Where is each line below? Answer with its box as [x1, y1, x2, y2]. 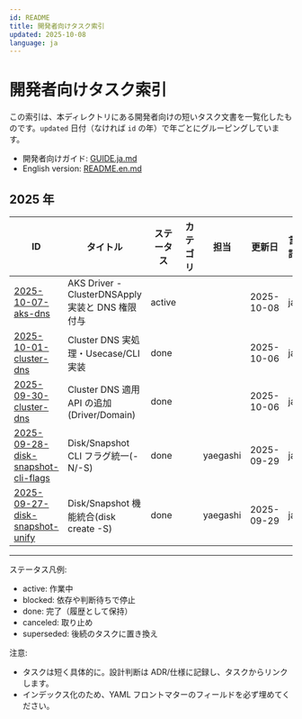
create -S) [67, 523, 112, 534]
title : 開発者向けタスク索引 [9, 22, 105, 31]
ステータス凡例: [9, 564, 67, 575]
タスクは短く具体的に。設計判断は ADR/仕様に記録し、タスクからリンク [22, 667, 289, 677]
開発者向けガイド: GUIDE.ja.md [22, 153, 138, 164]
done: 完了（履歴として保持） [22, 605, 133, 616]
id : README [9, 13, 50, 23]
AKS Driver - [67, 277, 123, 289]
